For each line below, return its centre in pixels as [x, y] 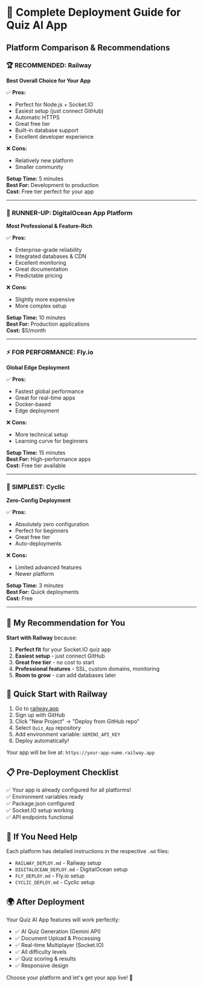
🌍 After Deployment [45, 902]
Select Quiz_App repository [48, 728]
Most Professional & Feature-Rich [49, 226]
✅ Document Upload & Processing [58, 938]
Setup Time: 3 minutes [35, 585]
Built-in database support [47, 130]
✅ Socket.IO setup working [40, 810]
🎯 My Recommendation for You [66, 623]
